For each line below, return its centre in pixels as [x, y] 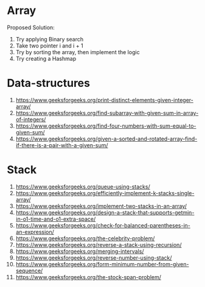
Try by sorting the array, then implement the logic [78, 52]
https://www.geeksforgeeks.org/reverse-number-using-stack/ [94, 258]
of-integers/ [31, 119]
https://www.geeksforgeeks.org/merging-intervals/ [80, 251]
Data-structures [49, 83]
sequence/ [29, 271]
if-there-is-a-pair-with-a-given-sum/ [62, 145]
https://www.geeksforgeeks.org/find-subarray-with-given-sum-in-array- [107, 112]
